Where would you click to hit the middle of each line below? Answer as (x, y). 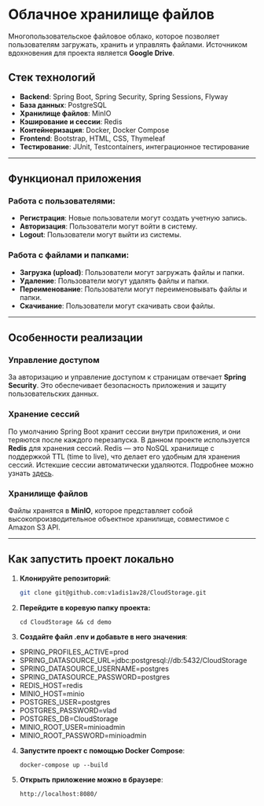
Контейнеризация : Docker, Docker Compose (94, 130)
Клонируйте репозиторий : (65, 578)
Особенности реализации (75, 338)
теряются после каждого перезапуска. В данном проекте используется (129, 440)
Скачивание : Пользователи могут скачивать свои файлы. (117, 306)
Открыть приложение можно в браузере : (91, 779)
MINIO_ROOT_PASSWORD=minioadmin (83, 735)
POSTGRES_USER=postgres (65, 702)
